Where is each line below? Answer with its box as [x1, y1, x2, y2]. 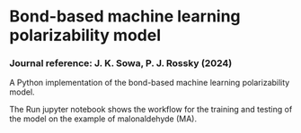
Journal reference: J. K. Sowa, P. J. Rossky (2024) [9, 57, 233, 70]
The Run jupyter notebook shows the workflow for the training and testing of [9, 104, 293, 115]
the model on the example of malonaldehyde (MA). [9, 113, 198, 124]
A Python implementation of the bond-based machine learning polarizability [9, 78, 290, 88]
